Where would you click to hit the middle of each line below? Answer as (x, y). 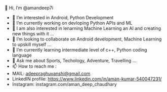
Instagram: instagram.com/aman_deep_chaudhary (64, 84)
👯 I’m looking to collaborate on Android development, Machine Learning (87, 39)
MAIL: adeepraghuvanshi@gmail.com (51, 74)
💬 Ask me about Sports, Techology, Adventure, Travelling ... (74, 60)
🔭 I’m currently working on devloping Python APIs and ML (72, 23)
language (22, 55)
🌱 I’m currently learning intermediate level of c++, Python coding (79, 50)
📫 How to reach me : (34, 66)
